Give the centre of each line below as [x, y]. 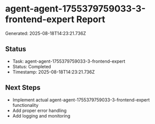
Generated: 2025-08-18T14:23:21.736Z [46, 33]
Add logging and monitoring [41, 115]
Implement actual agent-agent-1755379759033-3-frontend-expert [81, 100]
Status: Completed [32, 66]
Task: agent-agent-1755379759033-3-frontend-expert [69, 61]
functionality [25, 105]
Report [91, 19]
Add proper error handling [39, 110]
